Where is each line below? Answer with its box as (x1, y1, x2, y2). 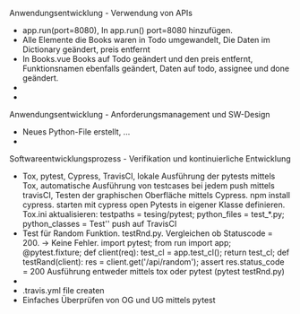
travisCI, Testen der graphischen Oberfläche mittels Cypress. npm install (21, 190, 291, 200)
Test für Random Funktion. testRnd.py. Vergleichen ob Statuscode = (21, 228, 273, 239)
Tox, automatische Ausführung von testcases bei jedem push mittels (21, 180, 275, 191)
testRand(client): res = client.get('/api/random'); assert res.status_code (21, 257, 285, 267)
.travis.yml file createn (21, 285, 105, 295)
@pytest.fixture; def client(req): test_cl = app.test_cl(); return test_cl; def (21, 247, 290, 257)
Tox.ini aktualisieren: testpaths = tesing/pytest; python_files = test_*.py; (21, 209, 285, 219)
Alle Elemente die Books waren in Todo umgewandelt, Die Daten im (21, 35, 270, 45)
